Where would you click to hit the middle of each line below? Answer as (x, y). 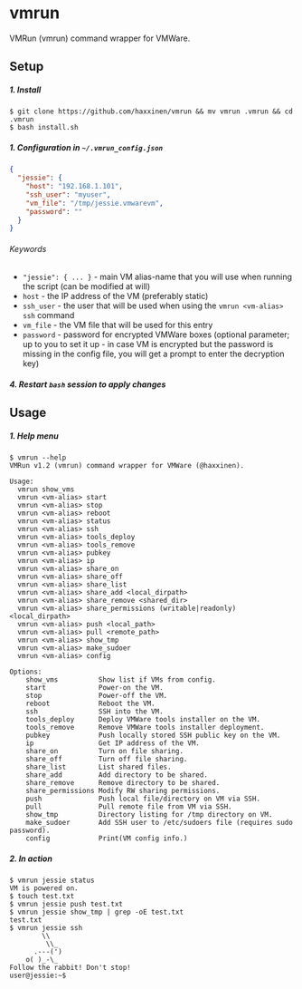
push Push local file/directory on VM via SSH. (143, 799)
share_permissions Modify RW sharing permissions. (123, 791)
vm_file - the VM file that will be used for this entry (118, 325)
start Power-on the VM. (95, 688)
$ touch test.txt (42, 897)
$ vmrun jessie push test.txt (66, 905)
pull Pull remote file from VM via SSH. (129, 807)
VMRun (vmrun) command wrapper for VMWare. (100, 38)
